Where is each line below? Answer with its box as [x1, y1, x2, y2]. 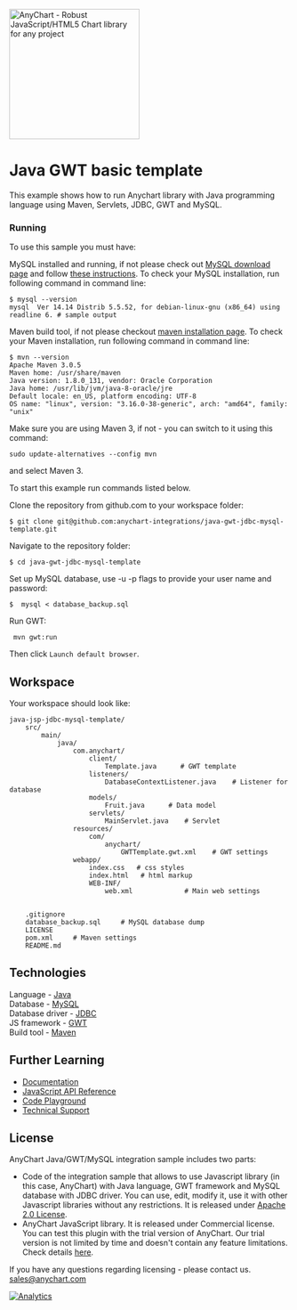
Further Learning [9, 1053, 105, 1068]
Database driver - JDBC [9, 1007, 97, 1019]
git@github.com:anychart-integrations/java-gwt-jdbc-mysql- [56, 517, 285, 526]
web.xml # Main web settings [104, 887, 261, 896]
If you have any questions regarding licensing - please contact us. [9, 1265, 252, 1275]
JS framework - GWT [9, 1017, 87, 1028]
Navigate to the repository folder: [9, 541, 131, 551]
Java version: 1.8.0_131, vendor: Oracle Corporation [9, 377, 213, 386]
